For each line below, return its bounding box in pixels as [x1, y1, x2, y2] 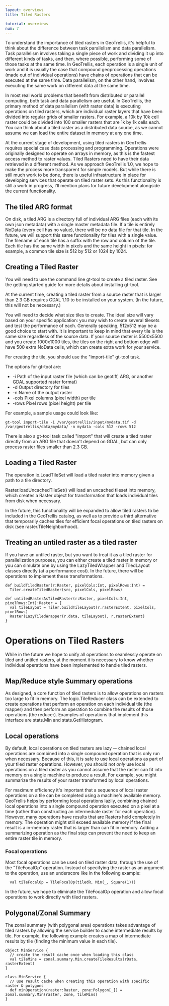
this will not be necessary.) [5, 302, 61, 308]
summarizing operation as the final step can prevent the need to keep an [5, 830, 156, 836]
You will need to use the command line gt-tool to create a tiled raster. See [5, 276, 157, 282]
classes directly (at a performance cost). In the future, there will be [5, 567, 144, 573]
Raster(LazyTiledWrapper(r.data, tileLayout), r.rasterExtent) [10, 614, 145, 619]
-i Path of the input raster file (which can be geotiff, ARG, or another [12, 373, 153, 379]
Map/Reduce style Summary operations [5, 677, 133, 685]
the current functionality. [5, 188, 56, 194]
